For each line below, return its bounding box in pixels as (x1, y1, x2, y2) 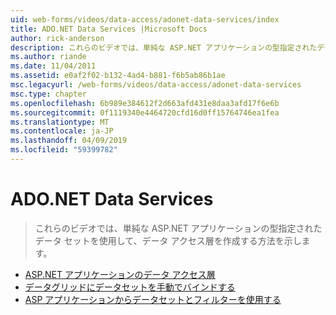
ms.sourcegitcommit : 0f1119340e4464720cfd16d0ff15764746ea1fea (10, 107, 280, 118)
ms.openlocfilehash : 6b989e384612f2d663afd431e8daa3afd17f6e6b (10, 98, 280, 108)
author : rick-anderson (10, 33, 105, 43)
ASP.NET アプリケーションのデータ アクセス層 (24, 268, 216, 280)
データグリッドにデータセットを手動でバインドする (24, 281, 236, 293)
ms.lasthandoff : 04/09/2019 (10, 136, 128, 146)
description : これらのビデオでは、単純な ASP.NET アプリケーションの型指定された (10, 42, 318, 53)
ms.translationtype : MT (10, 117, 110, 127)
